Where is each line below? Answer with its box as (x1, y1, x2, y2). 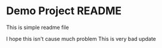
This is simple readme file (6, 24, 70, 31)
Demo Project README (6, 4, 122, 18)
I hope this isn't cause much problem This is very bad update (6, 35, 157, 42)
